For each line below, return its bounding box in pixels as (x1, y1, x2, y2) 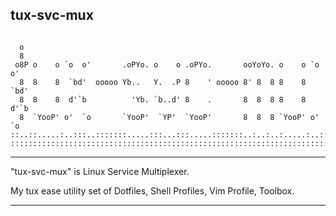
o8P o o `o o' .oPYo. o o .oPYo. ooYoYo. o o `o (14, 59, 320, 70)
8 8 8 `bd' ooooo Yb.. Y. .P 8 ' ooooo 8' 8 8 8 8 (19, 77, 307, 87)
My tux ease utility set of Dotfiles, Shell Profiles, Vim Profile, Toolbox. (10, 184, 295, 197)
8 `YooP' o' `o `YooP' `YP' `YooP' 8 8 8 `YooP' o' (19, 112, 320, 122)
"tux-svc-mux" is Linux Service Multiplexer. (10, 165, 190, 177)
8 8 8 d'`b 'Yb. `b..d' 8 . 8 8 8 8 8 (19, 94, 307, 105)
